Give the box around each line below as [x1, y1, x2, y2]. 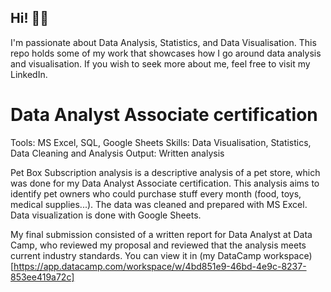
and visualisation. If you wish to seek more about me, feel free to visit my [10, 57, 311, 70]
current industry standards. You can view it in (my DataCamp [10, 249, 262, 261]
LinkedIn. [10, 68, 48, 80]
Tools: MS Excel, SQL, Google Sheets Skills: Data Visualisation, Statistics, [10, 136, 312, 148]
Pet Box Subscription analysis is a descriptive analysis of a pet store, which [10, 166, 321, 178]
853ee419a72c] [10, 271, 75, 283]
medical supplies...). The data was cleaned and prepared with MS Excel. [10, 198, 308, 210]
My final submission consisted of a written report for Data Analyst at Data [10, 228, 313, 240]
